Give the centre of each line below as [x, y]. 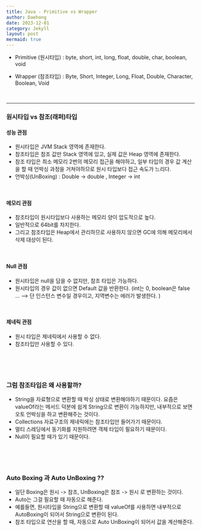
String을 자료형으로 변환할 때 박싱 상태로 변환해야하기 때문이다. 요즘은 [96, 399]
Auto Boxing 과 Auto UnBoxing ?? [55, 478]
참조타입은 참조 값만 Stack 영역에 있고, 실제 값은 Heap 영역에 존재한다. [98, 154]
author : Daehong [26, 17]
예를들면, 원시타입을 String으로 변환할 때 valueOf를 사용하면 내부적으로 [98, 507]
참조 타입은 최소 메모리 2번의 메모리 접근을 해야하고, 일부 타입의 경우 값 [98, 161]
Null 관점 [17, 266]
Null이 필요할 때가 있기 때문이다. [52, 437]
